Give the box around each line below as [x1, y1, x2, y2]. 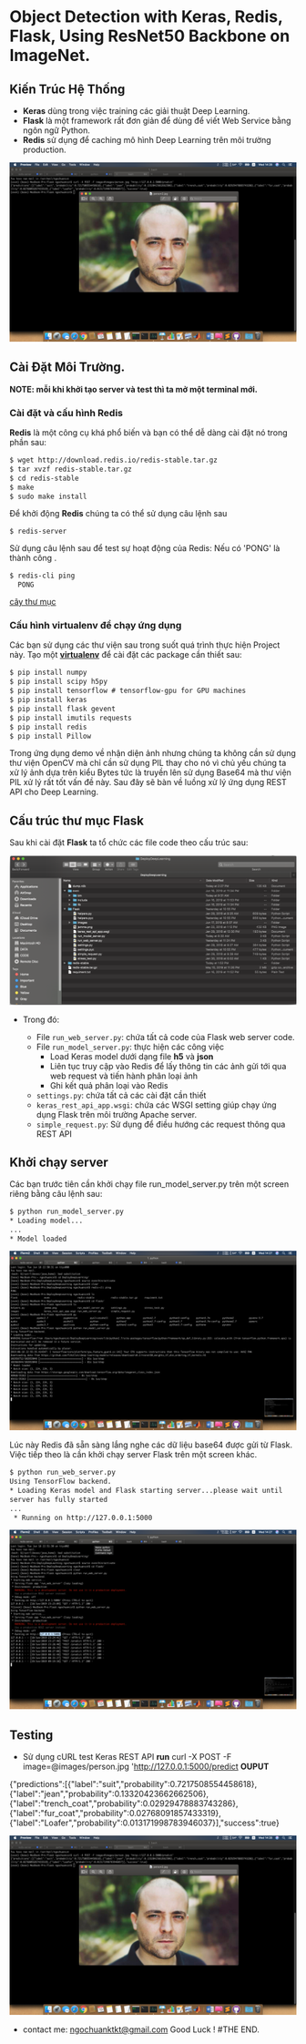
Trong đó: [22, 1014, 60, 1025]
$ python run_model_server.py [9, 1207, 125, 1217]
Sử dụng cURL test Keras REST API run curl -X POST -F [22, 1752, 232, 1763]
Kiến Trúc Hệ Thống [9, 81, 126, 97]
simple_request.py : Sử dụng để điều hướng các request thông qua [36, 1119, 286, 1129]
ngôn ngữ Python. [22, 125, 91, 136]
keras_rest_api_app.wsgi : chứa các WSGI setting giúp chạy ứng [36, 1099, 277, 1110]
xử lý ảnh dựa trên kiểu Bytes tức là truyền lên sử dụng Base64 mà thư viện [9, 767, 291, 778]
